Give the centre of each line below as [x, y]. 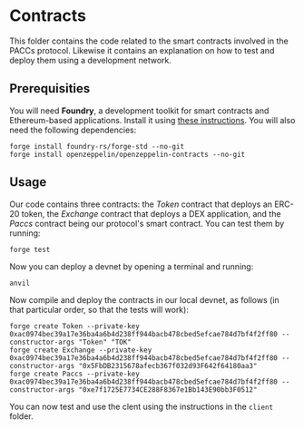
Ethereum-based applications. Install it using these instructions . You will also [152, 120]
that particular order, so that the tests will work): [99, 309]
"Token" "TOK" [105, 342]
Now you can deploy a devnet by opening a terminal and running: [132, 266]
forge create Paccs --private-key [75, 374]
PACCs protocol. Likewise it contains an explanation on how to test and [142, 50]
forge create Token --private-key [75, 326]
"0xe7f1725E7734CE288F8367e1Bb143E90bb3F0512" [168, 390]
